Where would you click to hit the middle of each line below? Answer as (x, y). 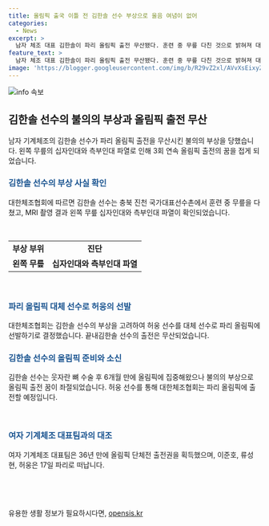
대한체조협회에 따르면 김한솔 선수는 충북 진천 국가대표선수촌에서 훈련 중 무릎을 (130, 202)
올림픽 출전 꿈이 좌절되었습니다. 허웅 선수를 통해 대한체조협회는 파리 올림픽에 (128, 387)
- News (26, 31)
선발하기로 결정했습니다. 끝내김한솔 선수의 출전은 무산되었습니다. (109, 336)
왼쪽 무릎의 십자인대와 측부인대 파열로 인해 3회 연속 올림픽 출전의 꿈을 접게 (135, 150)
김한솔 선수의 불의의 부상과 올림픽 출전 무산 (108, 120)
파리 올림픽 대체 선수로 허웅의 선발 (70, 306)
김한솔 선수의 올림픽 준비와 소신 (65, 358)
